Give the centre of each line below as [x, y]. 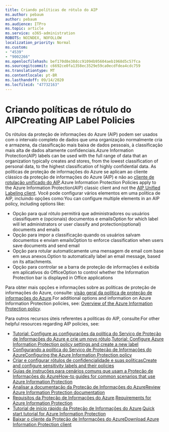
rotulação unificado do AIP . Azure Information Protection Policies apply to [81, 182]
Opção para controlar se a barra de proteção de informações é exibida [86, 267]
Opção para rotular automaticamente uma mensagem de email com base [88, 251]
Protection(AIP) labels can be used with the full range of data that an [76, 155]
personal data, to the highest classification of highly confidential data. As [81, 166]
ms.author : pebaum [24, 15]
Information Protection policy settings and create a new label [75, 344]
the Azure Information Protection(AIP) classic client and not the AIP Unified [83, 188]
